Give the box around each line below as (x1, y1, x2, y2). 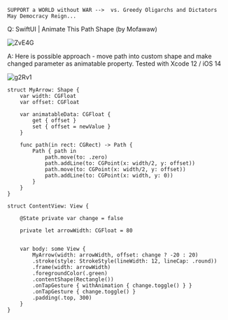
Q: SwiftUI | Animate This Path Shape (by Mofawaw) (7, 25, 157, 33)
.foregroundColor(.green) (32, 270, 108, 277)
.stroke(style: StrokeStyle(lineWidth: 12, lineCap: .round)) (32, 258, 218, 265)
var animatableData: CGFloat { (20, 111, 111, 118)
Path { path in (32, 147, 77, 154)
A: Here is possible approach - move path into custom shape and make (7, 52, 212, 60)
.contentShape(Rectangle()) (32, 276, 114, 283)
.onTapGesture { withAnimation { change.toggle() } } (32, 282, 192, 289)
